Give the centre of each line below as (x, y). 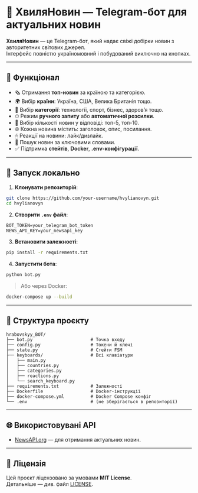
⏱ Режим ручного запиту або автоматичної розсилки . (85, 116)
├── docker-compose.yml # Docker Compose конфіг (79, 396)
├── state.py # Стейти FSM (64, 350)
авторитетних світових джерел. (46, 47)
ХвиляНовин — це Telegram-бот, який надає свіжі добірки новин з (90, 41)
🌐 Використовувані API (51, 425)
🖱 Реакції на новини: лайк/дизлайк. (59, 135)
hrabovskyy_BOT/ (26, 334)
